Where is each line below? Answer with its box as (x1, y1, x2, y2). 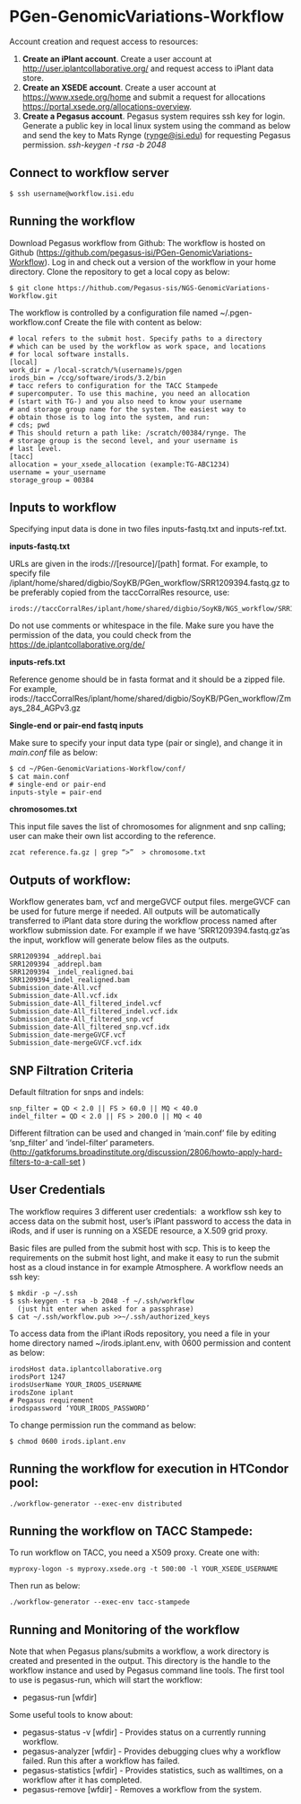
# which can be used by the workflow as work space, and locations (9, 341, 267, 351)
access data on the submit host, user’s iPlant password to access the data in (9, 1216, 292, 1226)
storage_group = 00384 (9, 475, 94, 484)
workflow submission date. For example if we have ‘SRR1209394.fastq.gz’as (9, 925, 291, 936)
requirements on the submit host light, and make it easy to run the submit (9, 1251, 279, 1263)
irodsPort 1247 (9, 1372, 66, 1381)
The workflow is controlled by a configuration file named (9, 307, 219, 318)
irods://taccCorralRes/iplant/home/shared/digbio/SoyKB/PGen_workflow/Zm (9, 694, 291, 704)
